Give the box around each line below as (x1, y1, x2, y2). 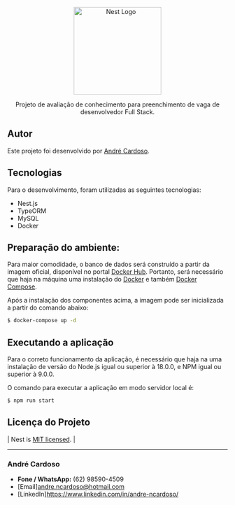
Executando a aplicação (7, 336, 114, 348)
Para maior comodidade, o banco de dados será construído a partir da (7, 260, 210, 269)
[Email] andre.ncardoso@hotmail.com (17, 483, 124, 491)
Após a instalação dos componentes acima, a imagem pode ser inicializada (7, 296, 224, 305)
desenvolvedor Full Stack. (80, 108, 155, 116)
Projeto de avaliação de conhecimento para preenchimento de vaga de (15, 100, 220, 109)
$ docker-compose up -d (7, 317, 77, 324)
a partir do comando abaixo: (7, 303, 89, 312)
